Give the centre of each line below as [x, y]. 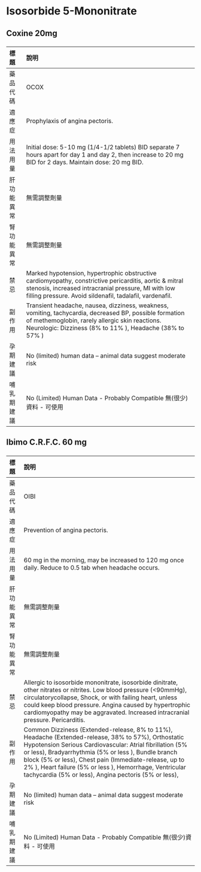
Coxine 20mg [32, 33]
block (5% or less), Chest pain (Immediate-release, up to [104, 759]
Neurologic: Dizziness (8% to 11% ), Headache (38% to [105, 328]
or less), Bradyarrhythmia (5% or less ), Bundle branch [100, 752]
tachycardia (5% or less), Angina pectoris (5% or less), [101, 774]
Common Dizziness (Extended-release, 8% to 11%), [98, 729]
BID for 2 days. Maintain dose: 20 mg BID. [85, 162]
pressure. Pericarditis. [54, 720]
